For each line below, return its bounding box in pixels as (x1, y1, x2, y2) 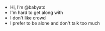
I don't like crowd (10, 15, 46, 20)
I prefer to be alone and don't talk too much (10, 20, 100, 26)
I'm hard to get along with (10, 9, 63, 15)
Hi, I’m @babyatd (10, 4, 46, 10)
